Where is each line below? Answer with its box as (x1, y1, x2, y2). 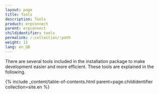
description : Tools (5, 16, 46, 21)
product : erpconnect (5, 21, 49, 26)
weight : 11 (5, 40, 28, 45)
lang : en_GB (5, 44, 30, 49)
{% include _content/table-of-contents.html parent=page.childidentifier (5, 78, 153, 84)
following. (5, 68, 26, 75)
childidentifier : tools (5, 30, 55, 35)
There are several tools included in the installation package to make (5, 58, 145, 64)
